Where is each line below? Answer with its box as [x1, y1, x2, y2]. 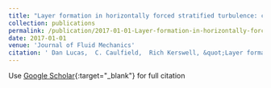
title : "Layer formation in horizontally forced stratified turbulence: [8, 11, 258, 20]
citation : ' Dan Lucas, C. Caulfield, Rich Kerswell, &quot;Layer [8, 49, 244, 57]
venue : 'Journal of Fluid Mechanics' [8, 42, 135, 50]
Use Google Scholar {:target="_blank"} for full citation [8, 71, 186, 80]
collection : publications [8, 19, 95, 27]
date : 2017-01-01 [8, 34, 67, 42]
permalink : [8, 26, 45, 34]
